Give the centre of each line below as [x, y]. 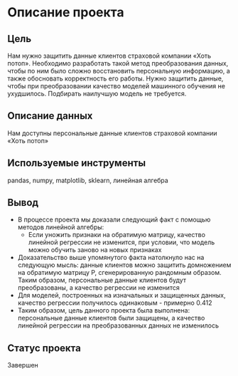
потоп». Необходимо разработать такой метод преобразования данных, [118, 63]
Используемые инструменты [77, 163]
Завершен [23, 365]
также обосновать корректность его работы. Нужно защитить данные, [115, 78]
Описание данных [50, 116]
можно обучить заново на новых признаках [95, 250]
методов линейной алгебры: [61, 227]
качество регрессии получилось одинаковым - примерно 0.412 [115, 303]
